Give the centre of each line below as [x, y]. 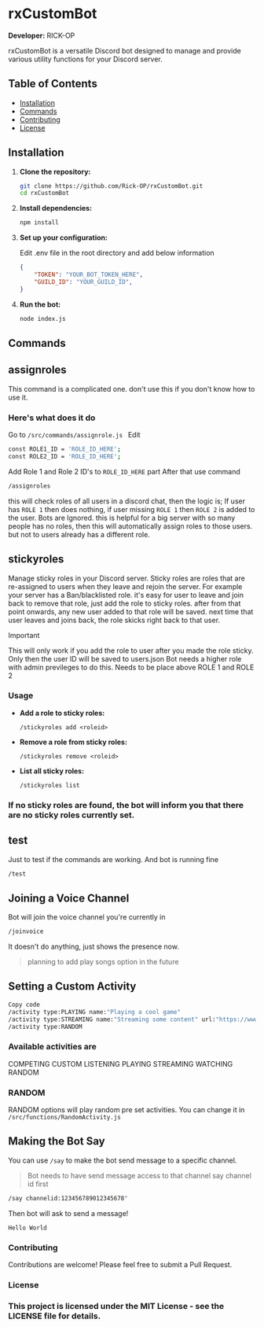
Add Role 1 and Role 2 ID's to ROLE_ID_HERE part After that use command [125, 471]
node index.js [42, 319]
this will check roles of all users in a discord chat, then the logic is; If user [127, 501]
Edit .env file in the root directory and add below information [117, 253]
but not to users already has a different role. [79, 534]
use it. [18, 397]
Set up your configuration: [64, 238]
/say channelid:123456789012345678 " [68, 1198]
